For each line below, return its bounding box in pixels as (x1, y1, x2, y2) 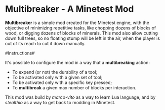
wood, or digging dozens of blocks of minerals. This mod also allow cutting (5, 30, 158, 36)
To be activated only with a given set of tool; (12, 74, 103, 80)
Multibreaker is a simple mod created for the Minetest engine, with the (5, 20, 150, 26)
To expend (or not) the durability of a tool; (12, 69, 98, 75)
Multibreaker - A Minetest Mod (5, 3, 134, 15)
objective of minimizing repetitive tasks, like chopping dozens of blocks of (5, 25, 156, 30)
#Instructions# (5, 50, 35, 56)
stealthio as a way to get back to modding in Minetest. (5, 99, 116, 105)
